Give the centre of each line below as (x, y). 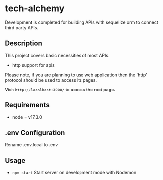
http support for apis (33, 65)
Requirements (27, 105)
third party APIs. (22, 27)
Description (24, 44)
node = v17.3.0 (27, 117)
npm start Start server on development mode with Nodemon (74, 173)
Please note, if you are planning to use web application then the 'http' (76, 75)
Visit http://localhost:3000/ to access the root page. (60, 90)
